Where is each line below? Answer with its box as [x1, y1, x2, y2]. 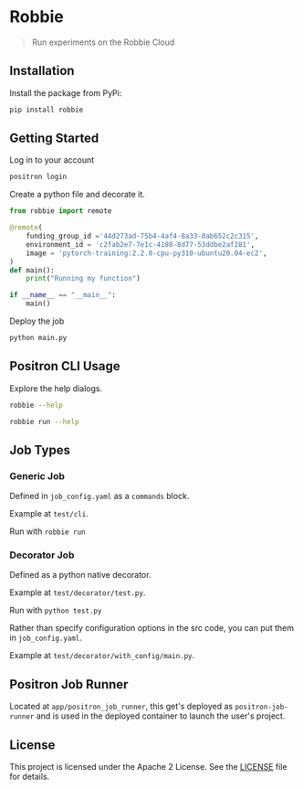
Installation [9, 63, 75, 79]
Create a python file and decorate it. [9, 189, 146, 200]
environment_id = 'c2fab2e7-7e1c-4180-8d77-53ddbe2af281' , [26, 240, 256, 249]
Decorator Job [9, 549, 75, 561]
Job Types [9, 442, 71, 458]
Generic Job [9, 469, 66, 482]
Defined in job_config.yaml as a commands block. [9, 491, 190, 502]
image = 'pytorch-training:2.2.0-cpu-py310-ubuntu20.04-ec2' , [26, 249, 267, 258]
